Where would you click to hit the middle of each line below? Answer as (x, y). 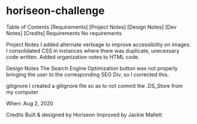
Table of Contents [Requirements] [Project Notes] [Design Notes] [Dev (91, 27)
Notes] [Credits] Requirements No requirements (64, 33)
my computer (22, 92)
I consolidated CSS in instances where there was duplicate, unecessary (93, 50)
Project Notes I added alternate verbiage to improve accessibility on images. (98, 44)
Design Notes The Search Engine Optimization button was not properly (92, 68)
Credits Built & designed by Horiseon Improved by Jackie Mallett (84, 115)
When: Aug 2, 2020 (30, 103)
